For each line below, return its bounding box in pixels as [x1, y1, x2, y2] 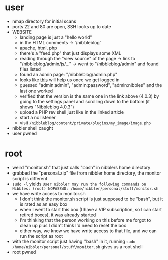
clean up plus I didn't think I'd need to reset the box [19, 222, 126, 228]
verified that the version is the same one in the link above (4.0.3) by [19, 93, 159, 99]
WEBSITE [12, 29, 32, 35]
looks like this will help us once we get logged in [19, 77, 120, 83]
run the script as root [19, 233, 63, 239]
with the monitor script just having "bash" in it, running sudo [12, 238, 136, 244]
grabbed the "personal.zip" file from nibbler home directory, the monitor [12, 170, 161, 176]
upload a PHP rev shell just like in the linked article [19, 109, 124, 115]
